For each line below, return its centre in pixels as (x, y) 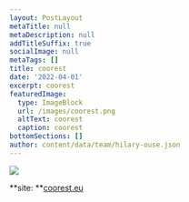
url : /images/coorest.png (67, 111)
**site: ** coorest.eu (46, 187)
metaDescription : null (52, 35)
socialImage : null (44, 52)
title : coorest (38, 69)
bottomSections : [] (46, 136)
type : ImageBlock (50, 102)
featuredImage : (38, 94)
